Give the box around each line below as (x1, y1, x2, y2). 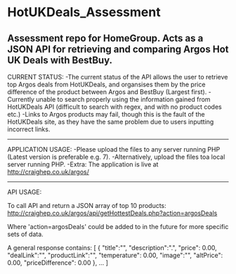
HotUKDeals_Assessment (7, 4, 161, 20)
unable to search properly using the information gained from (36, 96, 211, 103)
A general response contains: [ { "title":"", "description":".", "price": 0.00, (7, 244, 217, 252)
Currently (7, 96, 35, 103)
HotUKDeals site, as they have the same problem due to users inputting (7, 117, 214, 126)
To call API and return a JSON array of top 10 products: (7, 202, 166, 209)
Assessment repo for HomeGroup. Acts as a (7, 32, 204, 44)
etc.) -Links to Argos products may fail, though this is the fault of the (7, 110, 205, 118)
